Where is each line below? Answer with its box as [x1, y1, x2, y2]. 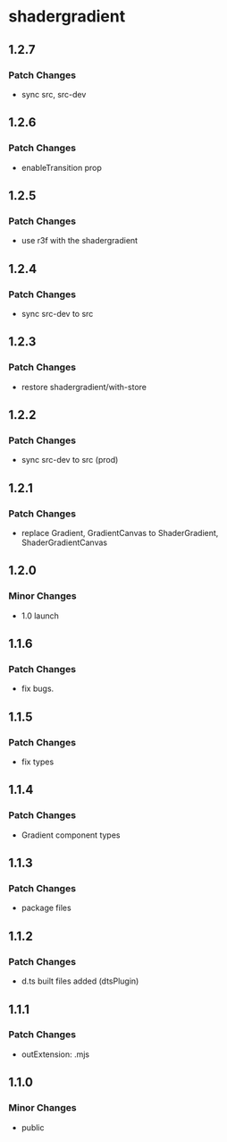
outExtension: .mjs [21, 1049, 90, 1060]
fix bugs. [21, 683, 55, 695]
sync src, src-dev [21, 89, 87, 99]
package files [21, 902, 72, 914]
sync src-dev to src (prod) [21, 455, 119, 465]
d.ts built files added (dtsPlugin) [21, 976, 139, 986]
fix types [21, 756, 55, 767]
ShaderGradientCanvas [21, 537, 108, 548]
